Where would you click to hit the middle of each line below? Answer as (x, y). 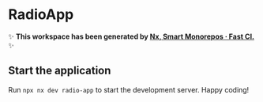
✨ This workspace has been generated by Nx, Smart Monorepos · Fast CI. (131, 36)
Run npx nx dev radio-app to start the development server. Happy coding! (129, 89)
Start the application (60, 71)
